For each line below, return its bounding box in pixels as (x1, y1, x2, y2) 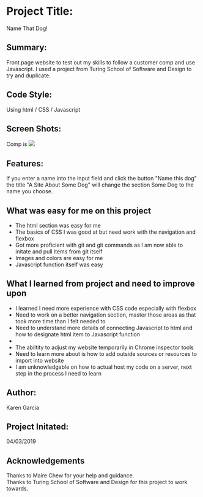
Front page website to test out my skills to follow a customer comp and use (6, 58, 196, 66)
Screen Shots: (6, 123, 62, 134)
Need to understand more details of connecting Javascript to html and (15, 324, 193, 331)
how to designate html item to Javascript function (15, 330, 141, 338)
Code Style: (6, 90, 52, 100)
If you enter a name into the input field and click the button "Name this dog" (6, 175, 197, 182)
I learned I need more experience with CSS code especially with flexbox (15, 304, 197, 312)
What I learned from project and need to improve (6, 279, 195, 289)
